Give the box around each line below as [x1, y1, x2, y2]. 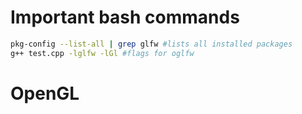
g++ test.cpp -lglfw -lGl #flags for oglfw [10, 48, 195, 58]
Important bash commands [10, 6, 240, 29]
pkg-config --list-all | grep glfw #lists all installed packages [10, 39, 293, 49]
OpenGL [10, 82, 80, 105]
